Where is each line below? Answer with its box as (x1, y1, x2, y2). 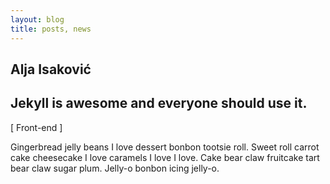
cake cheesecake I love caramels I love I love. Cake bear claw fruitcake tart (10, 151, 320, 163)
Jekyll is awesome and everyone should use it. (10, 95, 308, 112)
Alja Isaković (10, 61, 92, 78)
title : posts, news (10, 24, 92, 34)
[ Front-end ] (10, 121, 63, 133)
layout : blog (10, 14, 65, 25)
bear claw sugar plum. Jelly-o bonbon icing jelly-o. (10, 162, 220, 174)
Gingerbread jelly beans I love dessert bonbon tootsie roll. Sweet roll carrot (10, 141, 320, 153)
